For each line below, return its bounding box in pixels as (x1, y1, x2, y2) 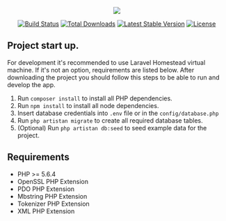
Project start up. (7, 40, 79, 52)
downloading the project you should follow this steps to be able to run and (7, 73, 220, 82)
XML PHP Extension (17, 206, 75, 215)
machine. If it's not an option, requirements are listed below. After (7, 66, 195, 74)
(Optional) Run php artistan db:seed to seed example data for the (17, 123, 207, 132)
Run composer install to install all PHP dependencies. (17, 94, 172, 102)
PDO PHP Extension (17, 185, 75, 193)
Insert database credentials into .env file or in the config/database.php (17, 109, 219, 117)
